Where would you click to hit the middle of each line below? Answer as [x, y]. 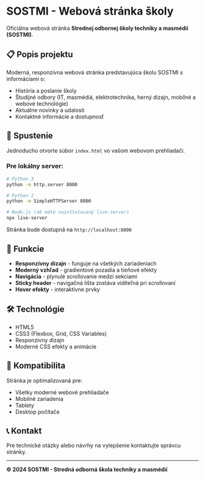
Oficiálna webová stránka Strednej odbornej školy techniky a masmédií [97, 28]
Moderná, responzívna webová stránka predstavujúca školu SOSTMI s [95, 72]
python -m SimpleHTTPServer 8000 [49, 201]
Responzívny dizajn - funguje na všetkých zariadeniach [86, 263]
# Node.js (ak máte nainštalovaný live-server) [68, 212]
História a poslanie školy [46, 90]
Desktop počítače [37, 412]
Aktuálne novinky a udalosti [50, 110]
